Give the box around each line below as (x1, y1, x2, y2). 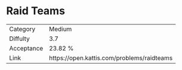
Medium (48, 25, 72, 33)
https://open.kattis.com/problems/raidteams (48, 53, 173, 62)
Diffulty (9, 34, 30, 43)
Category (9, 25, 36, 33)
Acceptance (9, 44, 44, 52)
